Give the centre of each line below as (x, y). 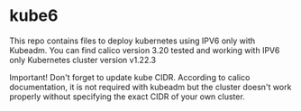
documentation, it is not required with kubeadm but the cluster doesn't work (150, 87)
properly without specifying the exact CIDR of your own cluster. (127, 97)
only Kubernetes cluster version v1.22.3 (82, 60)
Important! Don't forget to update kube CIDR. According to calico (130, 77)
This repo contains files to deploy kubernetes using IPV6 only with (132, 41)
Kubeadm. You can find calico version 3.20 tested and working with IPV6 (145, 50)
